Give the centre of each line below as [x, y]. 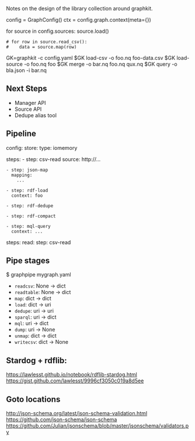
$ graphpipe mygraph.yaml [39, 275]
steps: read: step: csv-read [39, 242]
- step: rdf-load [27, 190]
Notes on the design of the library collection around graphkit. [79, 8]
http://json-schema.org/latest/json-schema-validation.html [77, 413]
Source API [28, 109]
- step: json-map [27, 170]
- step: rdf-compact [31, 216]
